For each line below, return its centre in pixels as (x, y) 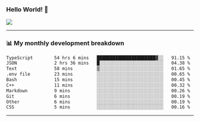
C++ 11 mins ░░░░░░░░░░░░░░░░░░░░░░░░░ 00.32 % (98, 85)
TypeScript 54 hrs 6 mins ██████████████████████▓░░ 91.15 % (98, 58)
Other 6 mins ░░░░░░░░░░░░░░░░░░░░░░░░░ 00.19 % (98, 102)
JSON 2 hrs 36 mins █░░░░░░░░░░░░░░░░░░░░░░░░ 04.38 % (98, 63)
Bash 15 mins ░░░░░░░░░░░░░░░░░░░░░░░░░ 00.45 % (98, 80)
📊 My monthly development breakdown (65, 43)
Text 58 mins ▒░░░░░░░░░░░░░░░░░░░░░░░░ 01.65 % (98, 69)
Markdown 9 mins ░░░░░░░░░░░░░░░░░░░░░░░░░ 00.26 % (98, 91)
